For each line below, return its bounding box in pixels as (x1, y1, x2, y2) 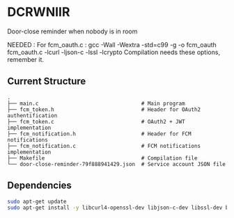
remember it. (7, 55, 44, 63)
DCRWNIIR (7, 4, 70, 20)
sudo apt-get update (7, 198, 68, 205)
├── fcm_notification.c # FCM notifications (7, 142, 201, 149)
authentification (7, 112, 58, 119)
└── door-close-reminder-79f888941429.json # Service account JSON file (7, 160, 226, 167)
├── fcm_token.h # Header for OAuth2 (7, 106, 201, 113)
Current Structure (7, 76, 86, 87)
